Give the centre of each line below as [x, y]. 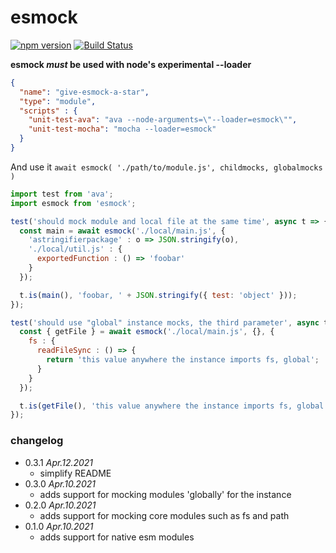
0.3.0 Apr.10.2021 [60, 483]
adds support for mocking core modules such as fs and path [164, 515]
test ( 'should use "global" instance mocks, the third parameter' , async [165, 322]
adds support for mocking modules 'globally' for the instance [165, 494]
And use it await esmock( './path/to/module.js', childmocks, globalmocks [166, 167]
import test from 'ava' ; [62, 194]
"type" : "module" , [58, 101]
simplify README [75, 473]
